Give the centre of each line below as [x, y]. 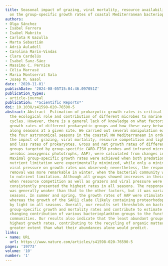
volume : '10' [19, 251]
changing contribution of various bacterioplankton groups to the [80, 214]
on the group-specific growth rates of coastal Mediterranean [76, 14]
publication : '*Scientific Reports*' [44, 103]
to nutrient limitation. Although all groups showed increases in [80, 177]
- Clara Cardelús [23, 56]
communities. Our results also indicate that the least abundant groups [87, 219]
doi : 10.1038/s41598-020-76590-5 [40, 107]
